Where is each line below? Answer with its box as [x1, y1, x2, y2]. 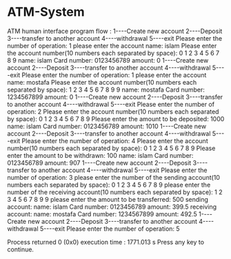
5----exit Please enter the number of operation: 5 [40, 225, 181, 233]
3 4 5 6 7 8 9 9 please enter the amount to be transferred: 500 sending [7, 195, 209, 203]
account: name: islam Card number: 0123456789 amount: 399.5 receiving [7, 203, 217, 211]
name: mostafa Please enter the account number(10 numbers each [7, 78, 197, 86]
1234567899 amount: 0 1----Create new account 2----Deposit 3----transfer [7, 92, 223, 101]
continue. [7, 245, 34, 253]
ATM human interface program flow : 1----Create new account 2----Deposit [7, 27, 223, 35]
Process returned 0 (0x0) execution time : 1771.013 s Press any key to [7, 238, 205, 246]
